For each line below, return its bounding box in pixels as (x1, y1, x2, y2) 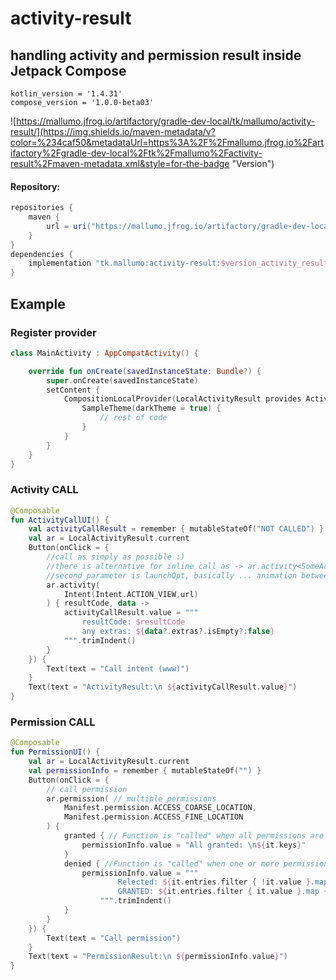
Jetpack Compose (10, 62, 127, 79)
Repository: (10, 180, 61, 192)
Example (10, 295, 66, 312)
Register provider (10, 325, 97, 339)
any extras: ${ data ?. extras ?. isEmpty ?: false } (81, 627, 275, 637)
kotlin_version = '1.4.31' (10, 89, 123, 99)
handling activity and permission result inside (10, 47, 302, 64)
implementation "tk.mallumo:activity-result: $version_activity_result (28, 258, 329, 269)
